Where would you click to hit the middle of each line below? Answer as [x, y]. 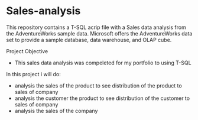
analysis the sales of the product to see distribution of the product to [98, 85]
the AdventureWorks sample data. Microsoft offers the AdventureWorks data [99, 33]
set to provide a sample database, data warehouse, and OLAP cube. [89, 40]
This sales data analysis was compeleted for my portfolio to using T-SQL [103, 63]
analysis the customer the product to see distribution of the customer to [102, 98]
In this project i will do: [33, 74]
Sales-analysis [43, 11]
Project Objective [27, 51]
